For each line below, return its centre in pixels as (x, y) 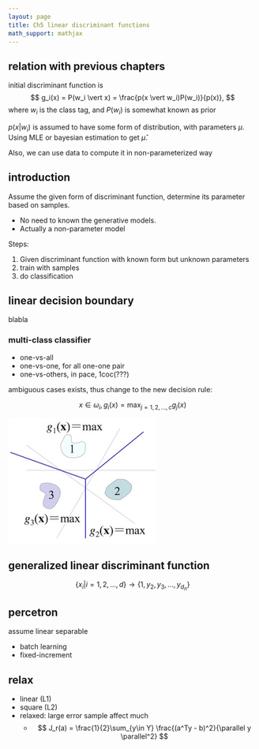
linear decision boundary (71, 300)
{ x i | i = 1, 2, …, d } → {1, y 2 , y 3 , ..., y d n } (133, 586)
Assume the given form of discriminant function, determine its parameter (127, 197)
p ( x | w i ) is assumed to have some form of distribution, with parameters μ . (126, 128)
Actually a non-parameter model (72, 228)
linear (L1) (36, 699)
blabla (18, 320)
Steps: (19, 244)
